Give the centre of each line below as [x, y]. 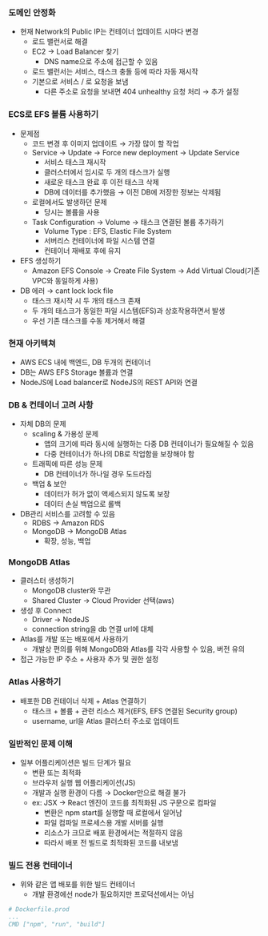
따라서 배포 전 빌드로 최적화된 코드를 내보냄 [111, 843]
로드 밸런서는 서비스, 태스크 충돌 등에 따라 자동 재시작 [115, 72]
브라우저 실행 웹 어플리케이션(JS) [84, 783]
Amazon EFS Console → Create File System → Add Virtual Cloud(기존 [146, 271]
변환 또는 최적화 [56, 773]
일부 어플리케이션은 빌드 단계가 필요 [76, 763]
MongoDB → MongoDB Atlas [79, 532]
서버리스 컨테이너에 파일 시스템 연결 [100, 240]
